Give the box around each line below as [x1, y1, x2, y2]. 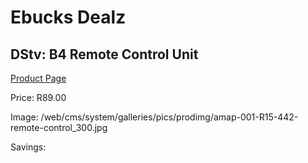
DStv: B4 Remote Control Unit [10, 46, 199, 63]
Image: [10, 111, 39, 123]
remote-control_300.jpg [10, 122, 108, 133]
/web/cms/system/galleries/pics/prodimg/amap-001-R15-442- [40, 111, 299, 123]
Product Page [10, 72, 67, 84]
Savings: [10, 141, 47, 153]
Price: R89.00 [10, 92, 67, 103]
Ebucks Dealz [10, 6, 127, 29]
